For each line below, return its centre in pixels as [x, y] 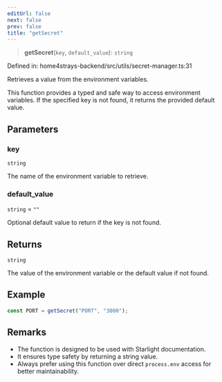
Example [26, 295]
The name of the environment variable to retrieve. [78, 176]
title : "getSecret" [35, 33]
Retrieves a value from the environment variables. [78, 80]
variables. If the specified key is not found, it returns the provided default [111, 100]
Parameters [33, 129]
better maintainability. [48, 371]
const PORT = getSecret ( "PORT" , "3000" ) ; [68, 311]
